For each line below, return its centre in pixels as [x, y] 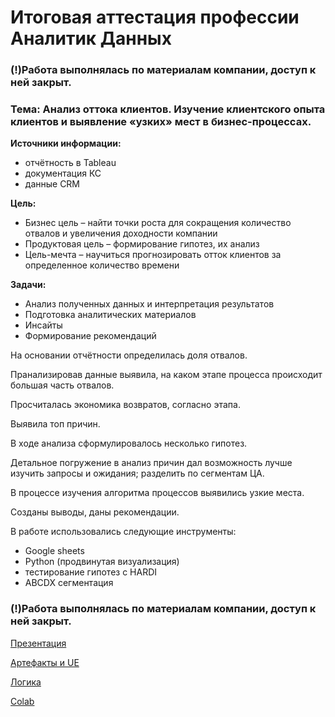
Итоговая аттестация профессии [155, 17]
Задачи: [28, 285]
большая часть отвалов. [62, 385]
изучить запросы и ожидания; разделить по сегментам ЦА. [137, 473]
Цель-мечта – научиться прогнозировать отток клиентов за [153, 255]
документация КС [63, 173]
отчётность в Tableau [70, 163]
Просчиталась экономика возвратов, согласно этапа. [125, 405]
